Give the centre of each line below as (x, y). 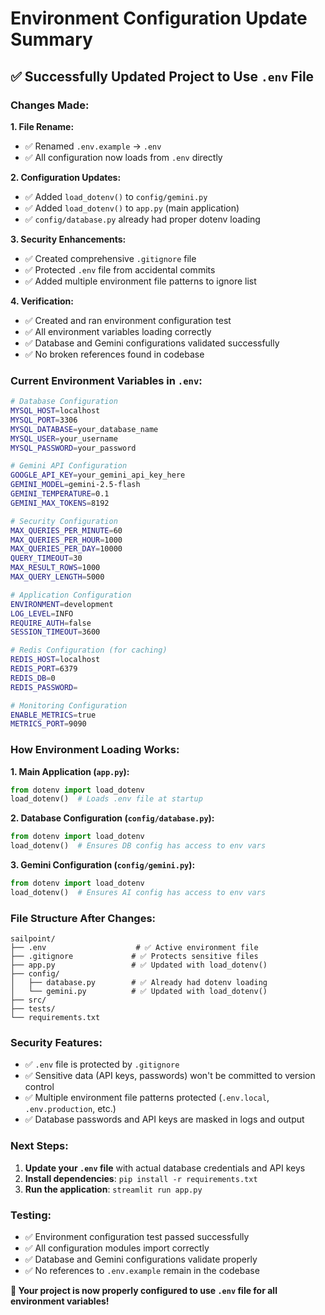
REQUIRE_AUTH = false (51, 623)
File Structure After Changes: (83, 918)
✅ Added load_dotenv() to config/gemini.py (116, 196)
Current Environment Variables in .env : (106, 380)
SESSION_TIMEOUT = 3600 (55, 632)
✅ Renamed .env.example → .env (93, 146)
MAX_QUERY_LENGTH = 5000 (57, 577)
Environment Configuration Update (159, 18)
